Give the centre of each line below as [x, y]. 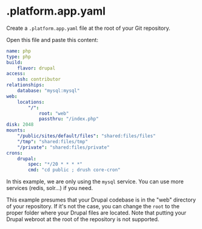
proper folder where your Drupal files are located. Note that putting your [96, 213]
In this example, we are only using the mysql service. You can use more [95, 181]
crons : [15, 153]
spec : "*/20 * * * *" [56, 164]
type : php [19, 57]
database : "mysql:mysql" [49, 91]
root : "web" [54, 113]
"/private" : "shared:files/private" [64, 147]
